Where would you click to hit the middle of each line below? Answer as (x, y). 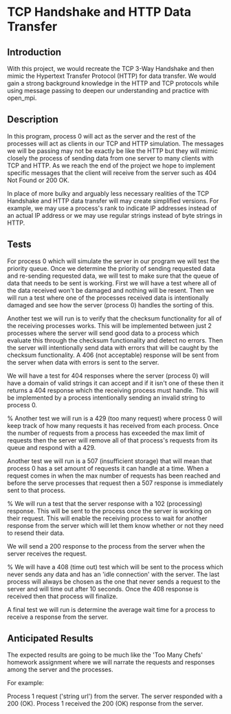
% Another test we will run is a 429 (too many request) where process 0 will (114, 418)
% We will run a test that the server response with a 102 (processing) (105, 503)
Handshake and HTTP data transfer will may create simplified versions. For (113, 201)
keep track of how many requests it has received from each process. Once (113, 425)
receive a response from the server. (58, 617)
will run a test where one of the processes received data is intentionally (108, 298)
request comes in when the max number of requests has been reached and (114, 476)
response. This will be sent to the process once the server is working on (109, 511)
